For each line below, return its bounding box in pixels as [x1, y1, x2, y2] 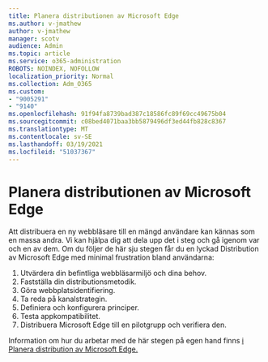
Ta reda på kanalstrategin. [19, 294, 108, 304]
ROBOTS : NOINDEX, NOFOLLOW [8, 65, 100, 73]
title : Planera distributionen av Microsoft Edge [8, 11, 180, 20]
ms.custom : [8, 87, 45, 96]
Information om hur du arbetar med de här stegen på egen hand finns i [8, 336, 245, 346]
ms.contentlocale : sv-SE [8, 132, 92, 140]
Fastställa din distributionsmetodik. [19, 277, 137, 287]
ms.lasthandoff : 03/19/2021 [8, 140, 104, 149]
